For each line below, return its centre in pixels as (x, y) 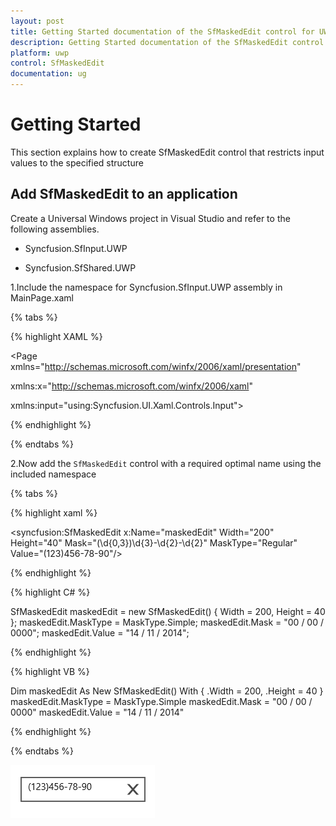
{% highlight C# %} (50, 592)
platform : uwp (40, 53)
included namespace (53, 474)
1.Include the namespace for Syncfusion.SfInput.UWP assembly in (146, 287)
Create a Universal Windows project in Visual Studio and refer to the (150, 218)
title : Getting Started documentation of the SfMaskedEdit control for (162, 31)
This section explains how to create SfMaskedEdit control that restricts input (167, 152)
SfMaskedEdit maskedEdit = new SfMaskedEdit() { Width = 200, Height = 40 (168, 611)
